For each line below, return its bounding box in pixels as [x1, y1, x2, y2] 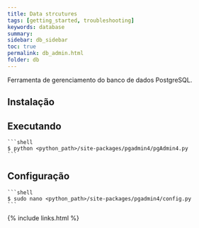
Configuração [7, 170, 70, 182]
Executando [7, 120, 62, 132]
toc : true [7, 43, 37, 50]
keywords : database [7, 23, 65, 30]
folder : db [7, 56, 40, 64]
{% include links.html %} [7, 213, 79, 222]
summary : [7, 30, 33, 37]
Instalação [7, 96, 55, 108]
